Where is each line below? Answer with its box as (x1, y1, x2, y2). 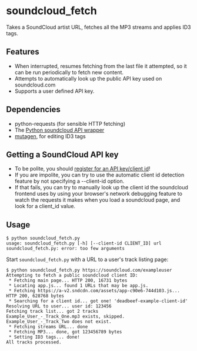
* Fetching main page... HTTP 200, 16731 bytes (8, 278, 128, 283)
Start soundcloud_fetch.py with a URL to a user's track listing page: (6, 256, 169, 263)
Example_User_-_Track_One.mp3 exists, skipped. (6, 313, 125, 320)
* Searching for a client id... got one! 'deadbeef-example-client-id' (8, 298, 188, 304)
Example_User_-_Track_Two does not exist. (6, 319, 112, 325)
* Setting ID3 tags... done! (8, 334, 81, 340)
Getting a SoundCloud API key (6, 149, 119, 159)
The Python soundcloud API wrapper (14, 126, 105, 133)
